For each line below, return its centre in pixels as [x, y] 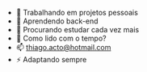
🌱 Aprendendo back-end [57, 21]
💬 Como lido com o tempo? [61, 38]
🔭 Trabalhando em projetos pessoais [77, 13]
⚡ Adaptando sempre [51, 59]
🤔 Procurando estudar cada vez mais [78, 30]
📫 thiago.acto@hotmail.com [63, 47]
